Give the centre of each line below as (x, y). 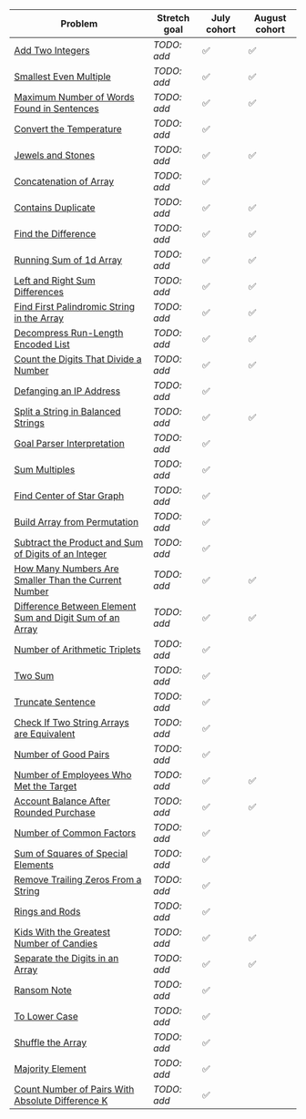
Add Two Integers (52, 51)
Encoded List (42, 344)
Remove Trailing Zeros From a (78, 880)
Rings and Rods (47, 912)
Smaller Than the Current (68, 580)
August (270, 18)
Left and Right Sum (55, 280)
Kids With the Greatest (62, 932)
